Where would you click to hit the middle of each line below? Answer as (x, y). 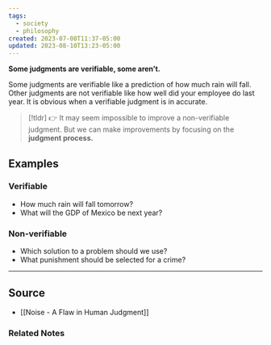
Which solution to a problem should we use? (94, 251)
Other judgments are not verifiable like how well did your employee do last (132, 93)
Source (27, 293)
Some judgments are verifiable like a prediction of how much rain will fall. (130, 85)
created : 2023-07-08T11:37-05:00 (65, 38)
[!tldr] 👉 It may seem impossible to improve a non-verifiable (129, 118)
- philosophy (38, 31)
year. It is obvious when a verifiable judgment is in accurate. (108, 102)
